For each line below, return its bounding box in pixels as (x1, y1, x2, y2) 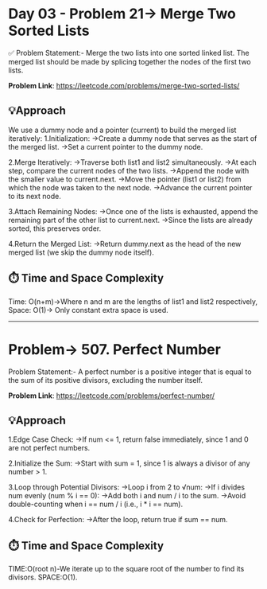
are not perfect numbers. (8, 443, 91, 453)
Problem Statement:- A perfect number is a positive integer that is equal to (8, 367, 252, 376)
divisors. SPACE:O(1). (8, 572, 78, 582)
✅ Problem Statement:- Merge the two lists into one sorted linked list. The (8, 48, 250, 57)
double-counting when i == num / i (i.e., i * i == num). (8, 499, 184, 509)
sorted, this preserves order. (8, 224, 102, 233)
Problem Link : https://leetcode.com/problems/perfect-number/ (8, 391, 215, 400)
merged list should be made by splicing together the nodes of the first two (8, 57, 252, 66)
